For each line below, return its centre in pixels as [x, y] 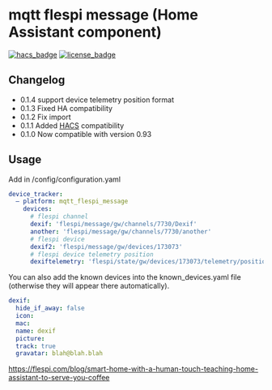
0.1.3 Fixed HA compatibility [66, 108]
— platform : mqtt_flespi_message [72, 201]
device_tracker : [36, 194]
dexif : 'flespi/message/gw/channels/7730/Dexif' [113, 225]
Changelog [37, 80]
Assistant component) [85, 32]
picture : [30, 338]
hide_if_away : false [50, 309]
